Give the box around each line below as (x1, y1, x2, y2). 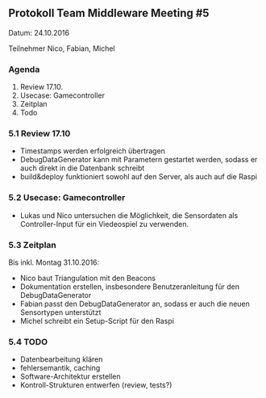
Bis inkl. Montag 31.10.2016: (8, 258, 100, 267)
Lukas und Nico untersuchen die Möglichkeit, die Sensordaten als (19, 210, 239, 220)
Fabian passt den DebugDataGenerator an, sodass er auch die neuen (19, 299, 250, 308)
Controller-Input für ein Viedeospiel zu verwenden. (19, 219, 189, 228)
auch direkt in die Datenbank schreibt (19, 163, 145, 173)
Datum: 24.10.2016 (8, 27, 70, 37)
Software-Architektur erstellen (19, 371, 121, 382)
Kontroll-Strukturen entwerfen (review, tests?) (19, 380, 172, 390)
